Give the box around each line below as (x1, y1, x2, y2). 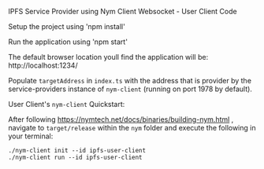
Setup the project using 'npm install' (8, 22, 126, 31)
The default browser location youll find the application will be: (8, 53, 209, 61)
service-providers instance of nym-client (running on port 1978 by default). (8, 84, 252, 94)
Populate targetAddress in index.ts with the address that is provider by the (8, 76, 252, 85)
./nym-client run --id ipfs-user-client (8, 153, 143, 161)
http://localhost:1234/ (8, 61, 78, 70)
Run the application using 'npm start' (8, 37, 128, 46)
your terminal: (8, 131, 54, 141)
